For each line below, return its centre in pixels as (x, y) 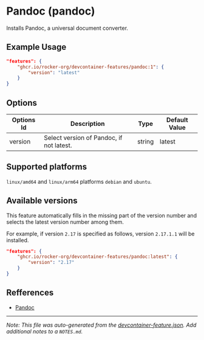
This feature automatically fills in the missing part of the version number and (102, 215)
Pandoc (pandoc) (51, 11)
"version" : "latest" (54, 72)
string (146, 141)
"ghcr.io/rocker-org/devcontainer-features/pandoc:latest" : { (97, 257)
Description (87, 123)
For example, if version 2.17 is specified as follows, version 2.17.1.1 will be (101, 234)
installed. (18, 240)
